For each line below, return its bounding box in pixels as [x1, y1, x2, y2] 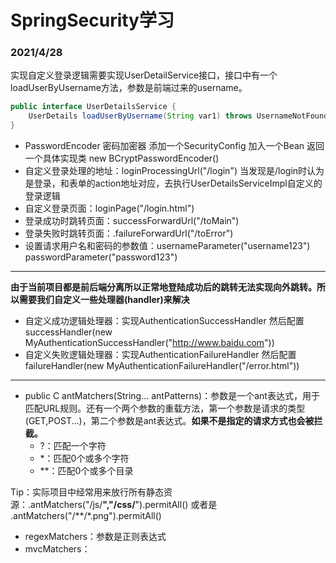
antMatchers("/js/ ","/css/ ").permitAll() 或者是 [30, 499, 218, 511]
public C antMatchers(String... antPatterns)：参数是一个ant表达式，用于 [24, 390, 320, 402]
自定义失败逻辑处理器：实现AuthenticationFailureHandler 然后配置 [24, 349, 297, 361]
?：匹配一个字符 [39, 440, 107, 452]
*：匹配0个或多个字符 [39, 452, 130, 465]
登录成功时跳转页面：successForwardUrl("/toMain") [24, 215, 240, 227]
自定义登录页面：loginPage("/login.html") [24, 202, 195, 215]
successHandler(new [24, 326, 113, 338]
